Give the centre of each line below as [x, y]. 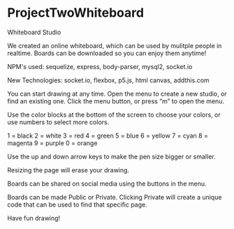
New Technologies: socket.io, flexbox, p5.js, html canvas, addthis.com [108, 80]
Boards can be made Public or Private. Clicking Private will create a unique [115, 197]
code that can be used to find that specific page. [78, 205]
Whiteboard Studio [34, 32]
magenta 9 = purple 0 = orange [52, 143]
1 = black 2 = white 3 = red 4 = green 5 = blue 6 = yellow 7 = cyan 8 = [108, 135]
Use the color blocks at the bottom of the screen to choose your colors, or [114, 114]
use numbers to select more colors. [58, 122]
